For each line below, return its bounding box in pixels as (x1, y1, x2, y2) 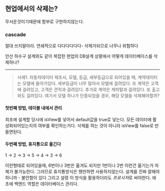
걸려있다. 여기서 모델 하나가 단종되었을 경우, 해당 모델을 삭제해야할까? (26, 93, 160, 99)
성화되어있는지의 (5, 123, 37, 129)
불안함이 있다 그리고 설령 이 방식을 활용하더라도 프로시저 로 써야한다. (21, 174, 151, 180)
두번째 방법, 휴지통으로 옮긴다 (5, 141, 61, 147)
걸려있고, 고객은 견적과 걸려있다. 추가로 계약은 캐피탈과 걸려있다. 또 (22, 87, 151, 93)
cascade (5, 31, 26, 38)
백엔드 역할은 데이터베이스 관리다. (14, 181, 79, 187)
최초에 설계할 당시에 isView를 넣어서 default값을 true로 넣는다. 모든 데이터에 (5, 117, 152, 122)
